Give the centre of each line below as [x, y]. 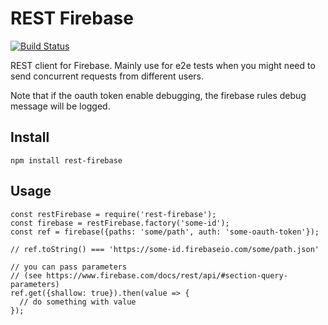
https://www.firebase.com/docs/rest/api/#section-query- [167, 275]
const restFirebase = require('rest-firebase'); [113, 214]
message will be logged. [60, 106]
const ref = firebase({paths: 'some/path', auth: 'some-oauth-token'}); [165, 232]
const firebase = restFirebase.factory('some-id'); [120, 223]
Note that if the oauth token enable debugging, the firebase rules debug [158, 95]
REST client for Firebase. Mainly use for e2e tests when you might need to [163, 65]
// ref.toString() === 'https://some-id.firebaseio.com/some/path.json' [165, 249]
